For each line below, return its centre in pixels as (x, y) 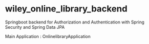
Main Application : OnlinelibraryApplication (48, 36)
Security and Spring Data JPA (35, 27)
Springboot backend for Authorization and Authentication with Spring (75, 22)
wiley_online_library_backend (66, 9)
